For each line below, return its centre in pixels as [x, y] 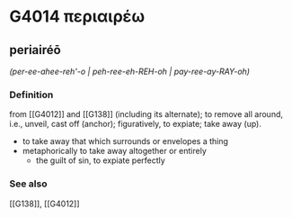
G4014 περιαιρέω [77, 17]
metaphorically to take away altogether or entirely [114, 151]
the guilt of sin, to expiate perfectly [101, 160]
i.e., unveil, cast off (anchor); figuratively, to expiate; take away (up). [136, 124]
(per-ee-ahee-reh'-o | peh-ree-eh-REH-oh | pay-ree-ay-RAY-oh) [129, 71]
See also [28, 184]
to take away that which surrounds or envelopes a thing [125, 141]
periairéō [35, 50]
